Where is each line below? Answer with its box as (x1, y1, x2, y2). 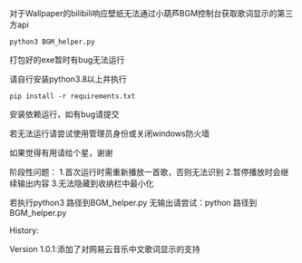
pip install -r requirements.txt (9, 92, 136, 101)
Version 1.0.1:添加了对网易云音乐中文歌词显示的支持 (9, 244, 201, 254)
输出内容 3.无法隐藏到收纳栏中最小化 (16, 178, 154, 189)
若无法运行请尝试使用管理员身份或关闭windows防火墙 (9, 128, 210, 139)
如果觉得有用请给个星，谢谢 (9, 148, 113, 158)
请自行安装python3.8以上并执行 (9, 73, 127, 84)
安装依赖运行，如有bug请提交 (9, 109, 120, 120)
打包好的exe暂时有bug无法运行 (9, 54, 125, 65)
